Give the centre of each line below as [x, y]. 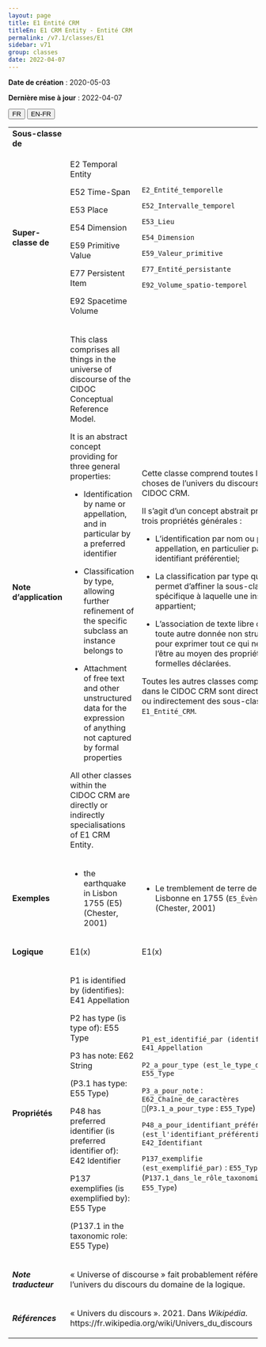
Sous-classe [37, 133]
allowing [99, 591]
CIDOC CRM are [100, 795]
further [96, 601]
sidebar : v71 [30, 45]
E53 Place [89, 209]
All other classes [101, 775]
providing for [94, 456]
